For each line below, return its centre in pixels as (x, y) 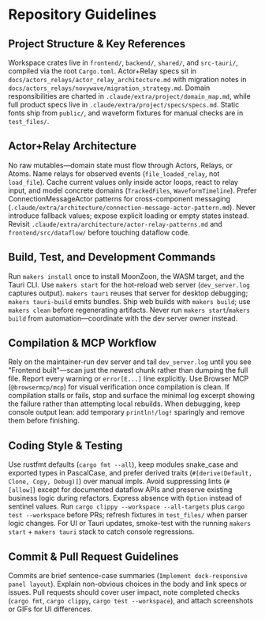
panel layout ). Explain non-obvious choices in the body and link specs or (127, 584)
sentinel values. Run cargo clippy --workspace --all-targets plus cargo (127, 506)
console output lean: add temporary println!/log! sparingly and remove (127, 412)
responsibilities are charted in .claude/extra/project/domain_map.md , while (129, 96)
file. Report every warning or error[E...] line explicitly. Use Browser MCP (129, 379)
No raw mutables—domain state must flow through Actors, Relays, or (121, 165)
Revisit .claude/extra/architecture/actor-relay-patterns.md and (115, 224)
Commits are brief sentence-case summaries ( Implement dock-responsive (128, 576)
